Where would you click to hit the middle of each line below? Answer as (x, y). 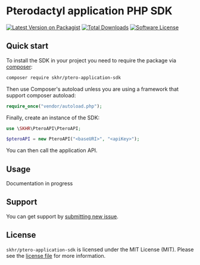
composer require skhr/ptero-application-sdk (63, 78)
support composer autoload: (41, 95)
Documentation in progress (40, 184)
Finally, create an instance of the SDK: (53, 118)
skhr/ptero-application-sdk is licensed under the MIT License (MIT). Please (100, 249)
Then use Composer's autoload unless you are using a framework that (93, 89)
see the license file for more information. (56, 255)
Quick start (27, 46)
